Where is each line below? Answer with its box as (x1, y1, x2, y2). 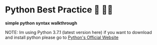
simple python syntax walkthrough (5, 20, 78, 26)
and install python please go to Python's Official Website (5, 34, 118, 40)
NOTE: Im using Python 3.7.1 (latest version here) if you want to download (5, 29, 152, 35)
